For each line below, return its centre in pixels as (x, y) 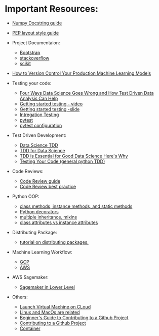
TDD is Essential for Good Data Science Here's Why (74, 156)
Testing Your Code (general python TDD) (62, 161)
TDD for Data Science (42, 150)
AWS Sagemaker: (30, 277)
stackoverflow (34, 58)
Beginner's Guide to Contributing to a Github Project (74, 317)
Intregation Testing (39, 115)
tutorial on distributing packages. (54, 242)
